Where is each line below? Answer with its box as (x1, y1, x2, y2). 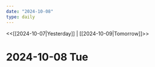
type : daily (6, 14, 35, 20)
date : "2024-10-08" (6, 8, 54, 15)
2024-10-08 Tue (6, 50, 89, 64)
